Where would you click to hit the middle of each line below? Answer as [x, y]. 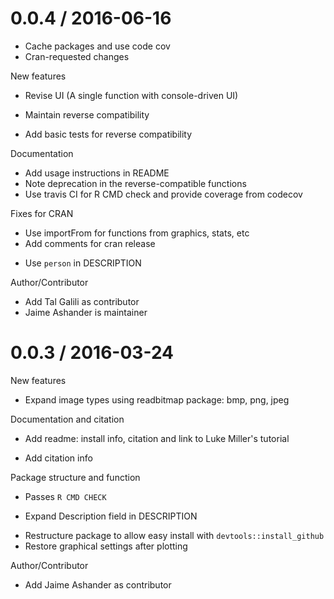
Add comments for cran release [90, 243]
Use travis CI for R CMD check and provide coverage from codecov [163, 194]
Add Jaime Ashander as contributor [98, 584]
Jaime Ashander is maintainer [86, 312]
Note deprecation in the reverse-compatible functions [135, 183]
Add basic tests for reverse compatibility [108, 134]
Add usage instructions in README [97, 173]
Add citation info [58, 458]
